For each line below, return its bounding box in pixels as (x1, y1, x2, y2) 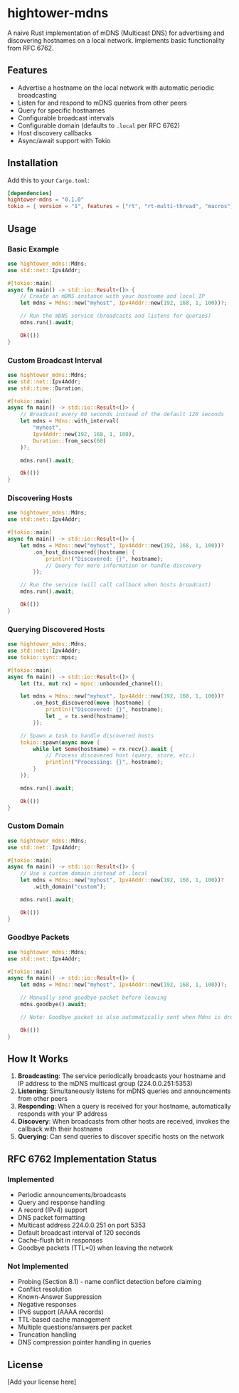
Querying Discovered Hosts (7, 624, 105, 634)
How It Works (7, 1053, 69, 1065)
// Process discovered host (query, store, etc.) (45, 752, 196, 760)
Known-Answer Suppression (17, 1293, 102, 1301)
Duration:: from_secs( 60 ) (33, 437, 107, 445)
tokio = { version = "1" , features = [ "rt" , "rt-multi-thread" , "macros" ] (7, 203, 234, 210)
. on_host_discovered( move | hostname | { (33, 700, 152, 707)
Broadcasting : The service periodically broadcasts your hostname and (17, 1072, 226, 1080)
